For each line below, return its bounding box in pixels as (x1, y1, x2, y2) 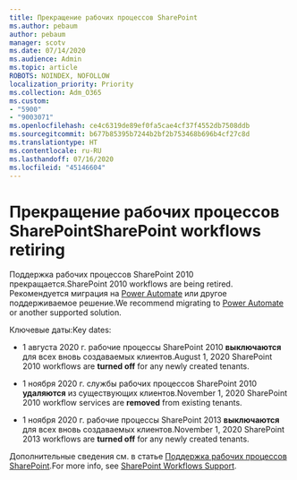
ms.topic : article (9, 64, 78, 73)
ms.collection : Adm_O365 (9, 88, 102, 97)
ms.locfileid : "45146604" (9, 163, 106, 172)
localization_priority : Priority (9, 80, 134, 89)
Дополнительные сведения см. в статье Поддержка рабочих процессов (9, 451, 288, 462)
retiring (9, 239, 65, 260)
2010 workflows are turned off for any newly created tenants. (21, 361, 250, 372)
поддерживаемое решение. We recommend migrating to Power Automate (9, 297, 284, 309)
